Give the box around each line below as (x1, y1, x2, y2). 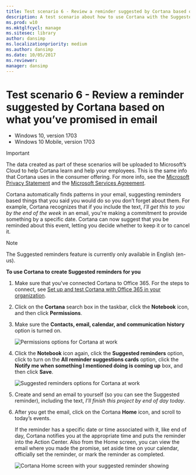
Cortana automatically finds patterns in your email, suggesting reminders (6, 191, 181, 198)
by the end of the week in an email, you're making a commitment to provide (6, 210, 187, 217)
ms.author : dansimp (6, 47, 54, 53)
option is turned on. (14, 327, 62, 334)
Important (6, 150, 30, 157)
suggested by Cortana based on (6, 100, 165, 114)
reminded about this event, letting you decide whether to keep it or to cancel (6, 222, 190, 229)
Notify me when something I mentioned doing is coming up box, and (14, 362, 183, 369)
